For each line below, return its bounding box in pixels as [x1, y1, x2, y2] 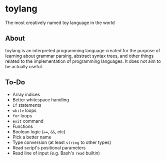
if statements [12, 102, 41, 108]
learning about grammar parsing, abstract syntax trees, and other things [5, 53, 154, 59]
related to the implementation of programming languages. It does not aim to [5, 58, 161, 64]
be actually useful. [5, 63, 43, 69]
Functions [12, 123, 33, 129]
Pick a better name [12, 134, 51, 140]
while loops [12, 107, 36, 113]
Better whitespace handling [12, 96, 69, 103]
